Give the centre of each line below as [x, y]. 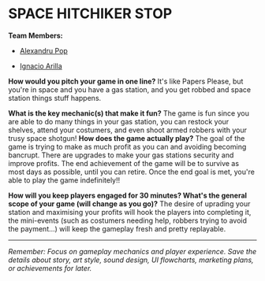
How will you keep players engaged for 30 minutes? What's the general [127, 195]
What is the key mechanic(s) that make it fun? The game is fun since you [129, 113]
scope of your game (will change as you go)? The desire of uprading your [129, 203]
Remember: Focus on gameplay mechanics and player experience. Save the [132, 251]
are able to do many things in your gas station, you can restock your [119, 121]
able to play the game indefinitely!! [64, 180]
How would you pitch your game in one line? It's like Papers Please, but [126, 81]
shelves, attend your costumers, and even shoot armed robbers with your [127, 130]
